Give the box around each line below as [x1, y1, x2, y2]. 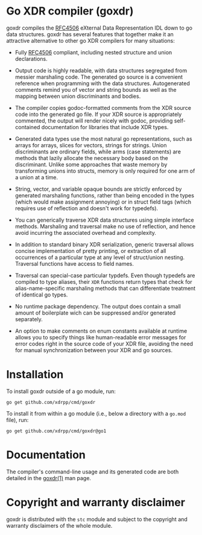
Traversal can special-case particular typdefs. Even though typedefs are [14, 272, 195, 279]
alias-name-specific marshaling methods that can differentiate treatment [14, 284, 196, 292]
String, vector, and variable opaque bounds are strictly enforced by [14, 185, 182, 193]
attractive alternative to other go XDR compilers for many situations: [6, 37, 175, 44]
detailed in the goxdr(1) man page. [6, 474, 92, 481]
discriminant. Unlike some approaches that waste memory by [14, 161, 168, 168]
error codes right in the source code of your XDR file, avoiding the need [14, 340, 194, 347]
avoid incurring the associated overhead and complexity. [14, 229, 157, 236]
